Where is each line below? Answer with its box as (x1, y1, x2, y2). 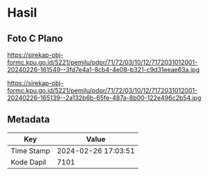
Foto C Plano (7, 33, 63, 44)
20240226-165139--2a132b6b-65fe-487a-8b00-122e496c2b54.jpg (7, 94, 202, 102)
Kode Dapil (10, 157, 47, 167)
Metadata (7, 114, 50, 125)
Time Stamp (10, 146, 51, 155)
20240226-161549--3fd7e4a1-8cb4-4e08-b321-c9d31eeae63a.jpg (7, 66, 200, 73)
